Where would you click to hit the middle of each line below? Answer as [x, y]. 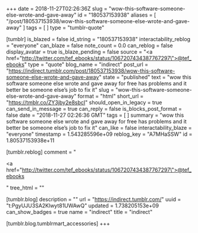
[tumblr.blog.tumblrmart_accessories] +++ [58, 223]
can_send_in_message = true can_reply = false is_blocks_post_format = [94, 109]
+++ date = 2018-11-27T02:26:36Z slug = [57, 9]
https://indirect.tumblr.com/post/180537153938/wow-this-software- [92, 71]
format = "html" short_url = [111, 96]
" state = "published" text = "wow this [145, 77]
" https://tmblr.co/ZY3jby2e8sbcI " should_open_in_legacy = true [84, 102]
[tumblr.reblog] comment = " [41, 152]
